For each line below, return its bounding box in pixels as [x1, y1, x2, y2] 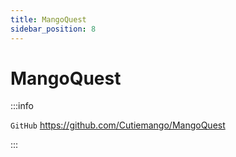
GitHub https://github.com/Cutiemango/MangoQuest [10, 119, 226, 131]
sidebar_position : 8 [10, 24, 97, 34]
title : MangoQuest [10, 14, 87, 25]
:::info [10, 100, 34, 112]
